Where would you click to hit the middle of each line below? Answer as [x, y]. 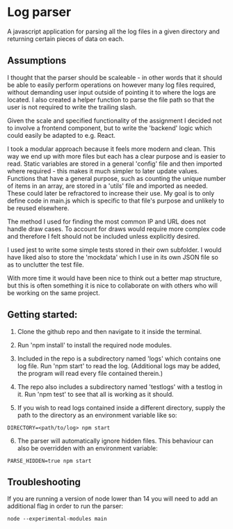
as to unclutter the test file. [46, 264]
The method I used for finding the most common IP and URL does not [107, 221]
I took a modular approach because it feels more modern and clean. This [111, 149]
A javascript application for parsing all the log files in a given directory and [114, 31]
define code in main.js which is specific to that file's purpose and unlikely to [116, 200]
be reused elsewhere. [38, 208]
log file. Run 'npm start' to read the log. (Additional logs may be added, [119, 365]
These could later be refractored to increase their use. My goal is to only [111, 193]
